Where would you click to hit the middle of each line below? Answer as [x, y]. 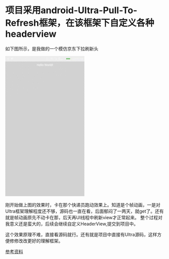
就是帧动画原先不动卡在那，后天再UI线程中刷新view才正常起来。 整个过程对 [84, 217]
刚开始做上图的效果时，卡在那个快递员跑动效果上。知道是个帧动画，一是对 [83, 204]
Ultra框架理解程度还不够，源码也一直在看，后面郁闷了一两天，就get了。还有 [85, 211]
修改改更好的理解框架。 [38, 241]
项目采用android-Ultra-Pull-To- [71, 10]
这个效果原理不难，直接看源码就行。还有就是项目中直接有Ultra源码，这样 [81, 234]
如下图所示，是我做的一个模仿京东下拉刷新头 [52, 48]
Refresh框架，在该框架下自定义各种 [80, 23]
